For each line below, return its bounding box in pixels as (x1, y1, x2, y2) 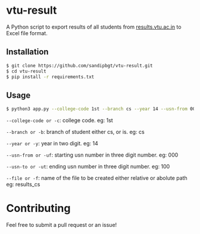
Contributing (6, 202, 71, 215)
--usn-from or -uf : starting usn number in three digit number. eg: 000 (6, 151, 179, 158)
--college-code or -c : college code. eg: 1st (6, 117, 113, 124)
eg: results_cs (6, 181, 40, 188)
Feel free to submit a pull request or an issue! (6, 221, 117, 228)
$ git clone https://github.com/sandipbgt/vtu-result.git (6, 63, 153, 68)
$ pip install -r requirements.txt (6, 74, 95, 80)
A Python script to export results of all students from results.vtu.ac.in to (6, 23, 182, 30)
